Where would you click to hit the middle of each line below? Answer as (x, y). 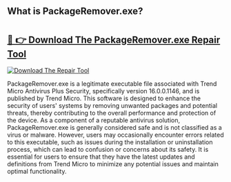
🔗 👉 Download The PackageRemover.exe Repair (114, 39)
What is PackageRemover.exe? (75, 11)
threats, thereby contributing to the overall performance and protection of (112, 113)
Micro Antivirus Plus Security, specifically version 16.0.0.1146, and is (103, 91)
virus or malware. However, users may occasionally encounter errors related (115, 135)
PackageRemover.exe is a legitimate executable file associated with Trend (112, 84)
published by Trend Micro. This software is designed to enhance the (104, 98)
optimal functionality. (37, 171)
